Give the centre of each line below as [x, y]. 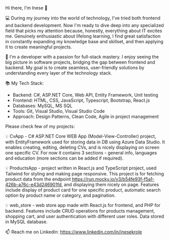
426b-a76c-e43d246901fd [33, 185]
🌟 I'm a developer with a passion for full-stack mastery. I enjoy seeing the [82, 57]
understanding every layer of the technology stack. [59, 73]
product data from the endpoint [38, 179]
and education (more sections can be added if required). [64, 158]
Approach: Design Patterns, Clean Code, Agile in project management [86, 116]
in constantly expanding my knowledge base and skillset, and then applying [84, 41]
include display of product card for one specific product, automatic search [83, 190]
